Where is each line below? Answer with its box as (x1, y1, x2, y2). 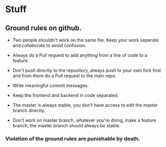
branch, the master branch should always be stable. (12, 123, 121, 128)
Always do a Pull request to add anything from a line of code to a (12, 52, 147, 58)
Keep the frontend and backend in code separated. (12, 92, 119, 98)
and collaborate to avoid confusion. (12, 42, 87, 48)
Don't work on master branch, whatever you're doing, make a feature (12, 117, 156, 123)
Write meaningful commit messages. (12, 82, 89, 88)
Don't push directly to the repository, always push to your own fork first (12, 67, 161, 73)
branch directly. (12, 108, 45, 113)
